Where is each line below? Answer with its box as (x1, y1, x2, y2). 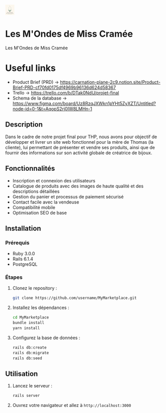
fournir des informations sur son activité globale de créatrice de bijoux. (5, 150, 152, 156)
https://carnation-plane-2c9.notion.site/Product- (60, 79, 161, 85)
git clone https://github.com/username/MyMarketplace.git (12, 295, 137, 300)
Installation (5, 224, 41, 233)
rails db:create (12, 345, 47, 350)
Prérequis (5, 239, 30, 246)
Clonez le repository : (12, 285, 57, 291)
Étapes (5, 274, 23, 281)
